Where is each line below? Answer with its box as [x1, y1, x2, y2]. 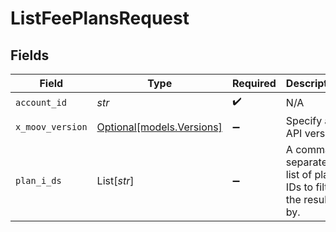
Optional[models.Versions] [96, 120, 223, 134]
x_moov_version [15, 122, 88, 132]
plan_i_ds [15, 175, 62, 186]
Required [231, 77, 277, 90]
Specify [285, 114, 323, 127]
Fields [10, 47, 50, 64]
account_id [15, 97, 67, 108]
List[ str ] [96, 174, 135, 187]
